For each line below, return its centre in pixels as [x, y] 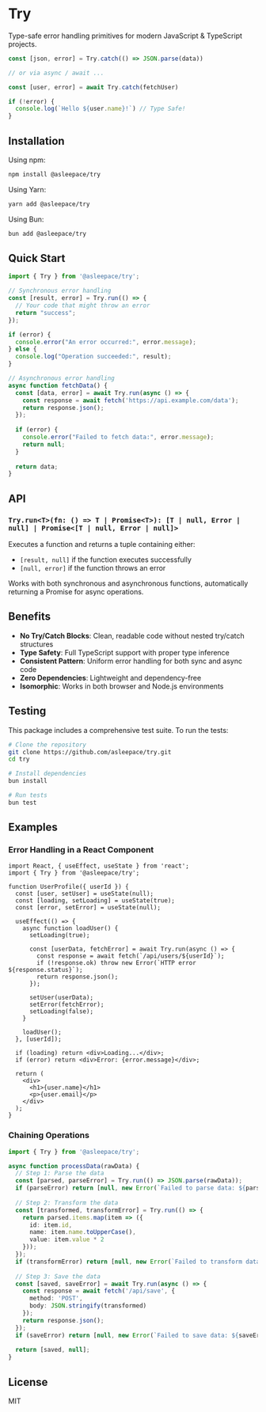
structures [36, 644]
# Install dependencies [47, 774]
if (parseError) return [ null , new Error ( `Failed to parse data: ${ [131, 1188]
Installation [36, 140]
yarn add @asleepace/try [49, 204]
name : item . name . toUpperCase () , [82, 1232]
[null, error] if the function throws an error [93, 568]
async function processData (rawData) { [74, 1166]
